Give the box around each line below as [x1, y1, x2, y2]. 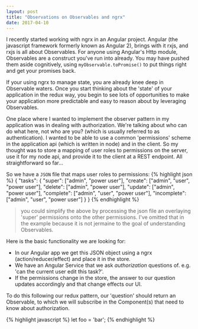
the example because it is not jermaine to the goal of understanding [20, 220, 186, 227]
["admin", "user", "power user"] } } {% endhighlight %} [6, 196, 139, 203]
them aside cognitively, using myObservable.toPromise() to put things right [6, 61, 187, 68]
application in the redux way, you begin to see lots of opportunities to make [6, 91, 190, 98]
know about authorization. [6, 305, 70, 312]
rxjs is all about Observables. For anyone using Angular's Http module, [6, 49, 178, 56]
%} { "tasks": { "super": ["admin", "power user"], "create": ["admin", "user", [6, 177, 190, 184]
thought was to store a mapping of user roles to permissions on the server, [6, 147, 188, 154]
